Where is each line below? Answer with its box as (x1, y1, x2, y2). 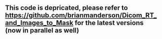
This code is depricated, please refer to (5, 4, 128, 12)
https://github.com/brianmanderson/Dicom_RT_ (5, 12, 157, 20)
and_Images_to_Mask (5, 19, 74, 27)
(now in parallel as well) (5, 26, 79, 35)
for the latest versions (74, 19, 144, 27)
